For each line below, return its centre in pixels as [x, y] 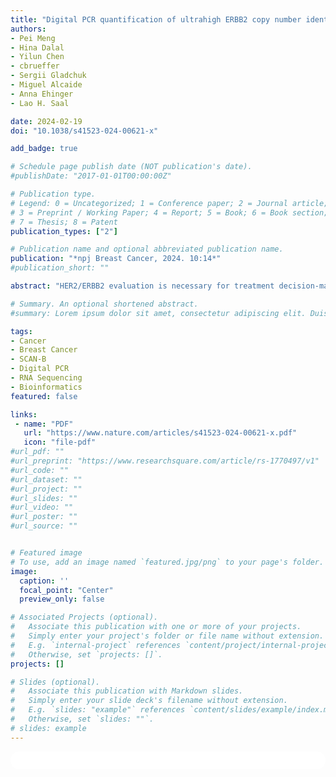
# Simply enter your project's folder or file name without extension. [167, 636]
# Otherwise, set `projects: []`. [86, 654]
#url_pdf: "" [37, 452]
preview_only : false [62, 599]
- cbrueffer [35, 66]
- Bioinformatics [46, 387]
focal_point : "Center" [66, 590]
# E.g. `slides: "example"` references [98, 710]
